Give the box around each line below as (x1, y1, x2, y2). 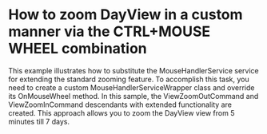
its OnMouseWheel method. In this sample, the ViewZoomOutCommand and (8, 91, 259, 100)
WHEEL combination (8, 40, 148, 57)
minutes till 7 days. (8, 116, 70, 126)
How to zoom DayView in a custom (8, 6, 243, 24)
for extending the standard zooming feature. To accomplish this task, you (8, 74, 249, 84)
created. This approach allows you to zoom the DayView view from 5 (8, 108, 235, 117)
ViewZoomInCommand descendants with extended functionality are (8, 100, 232, 109)
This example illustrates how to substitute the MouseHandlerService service (8, 65, 259, 75)
